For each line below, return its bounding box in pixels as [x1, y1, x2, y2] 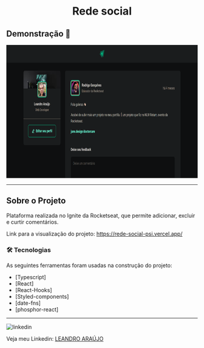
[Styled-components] [15, 293, 69, 301]
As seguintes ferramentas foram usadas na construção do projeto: [6, 262, 172, 269]
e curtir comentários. [6, 218, 59, 226]
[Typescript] [15, 274, 47, 281]
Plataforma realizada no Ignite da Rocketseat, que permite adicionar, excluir [6, 212, 195, 219]
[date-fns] [15, 299, 41, 307]
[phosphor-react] [15, 306, 59, 313]
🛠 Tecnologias [6, 245, 52, 254]
